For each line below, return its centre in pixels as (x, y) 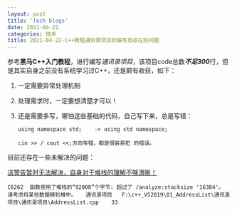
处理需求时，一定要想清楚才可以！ (68, 101)
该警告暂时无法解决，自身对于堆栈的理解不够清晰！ (82, 172)
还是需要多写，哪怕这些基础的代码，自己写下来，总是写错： (105, 116)
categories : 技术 (32, 34)
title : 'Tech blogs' (38, 21)
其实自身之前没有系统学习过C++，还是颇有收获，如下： (95, 71)
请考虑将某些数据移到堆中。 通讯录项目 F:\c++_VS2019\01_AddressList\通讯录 (119, 195)
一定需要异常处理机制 (49, 85)
